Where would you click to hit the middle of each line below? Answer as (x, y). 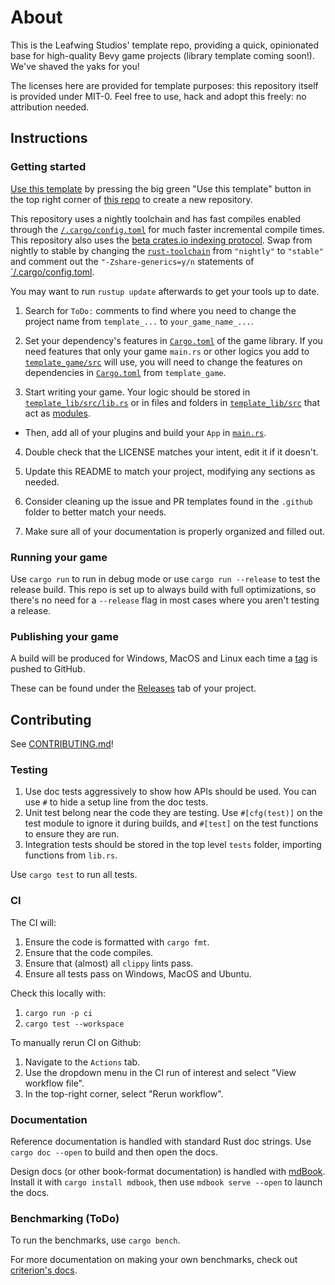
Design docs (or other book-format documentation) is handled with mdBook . (168, 1171)
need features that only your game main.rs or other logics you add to (167, 351)
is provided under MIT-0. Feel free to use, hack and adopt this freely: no (158, 96)
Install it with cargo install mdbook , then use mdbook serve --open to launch (166, 1182)
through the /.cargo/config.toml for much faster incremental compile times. (167, 229)
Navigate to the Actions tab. (82, 1062)
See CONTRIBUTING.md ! (62, 744)
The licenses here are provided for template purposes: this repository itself (164, 85)
